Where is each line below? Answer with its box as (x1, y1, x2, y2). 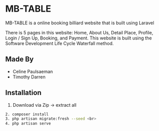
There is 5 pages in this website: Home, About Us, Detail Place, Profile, (5, 29, 153, 35)
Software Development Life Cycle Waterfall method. (5, 40, 114, 46)
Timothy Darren (12, 74, 46, 80)
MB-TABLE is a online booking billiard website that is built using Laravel (5, 20, 154, 26)
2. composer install (5, 112, 49, 117)
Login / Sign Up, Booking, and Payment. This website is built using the (5, 35, 152, 41)
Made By (5, 55, 34, 64)
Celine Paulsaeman (12, 68, 53, 74)
